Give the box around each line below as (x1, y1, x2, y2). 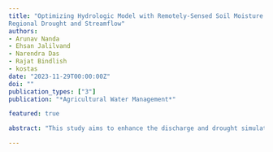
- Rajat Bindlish (8, 58, 67, 66)
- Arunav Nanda (8, 34, 60, 43)
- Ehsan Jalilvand (8, 42, 71, 50)
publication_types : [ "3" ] (8, 87, 96, 96)
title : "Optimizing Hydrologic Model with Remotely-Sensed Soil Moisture (8, 11, 264, 20)
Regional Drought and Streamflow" (8, 20, 126, 28)
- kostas (8, 65, 38, 73)
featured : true (8, 110, 60, 118)
